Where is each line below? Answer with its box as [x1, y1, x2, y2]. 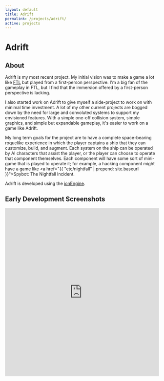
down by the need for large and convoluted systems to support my [5, 110, 139, 115]
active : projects [5, 21, 41, 26]
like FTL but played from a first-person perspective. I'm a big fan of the [5, 79, 148, 86]
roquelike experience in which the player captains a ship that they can [5, 140, 146, 146]
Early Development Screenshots [5, 195, 105, 203]
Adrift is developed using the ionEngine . [5, 180, 85, 186]
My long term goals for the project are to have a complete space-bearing [5, 135, 152, 141]
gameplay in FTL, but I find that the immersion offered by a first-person [5, 85, 148, 90]
